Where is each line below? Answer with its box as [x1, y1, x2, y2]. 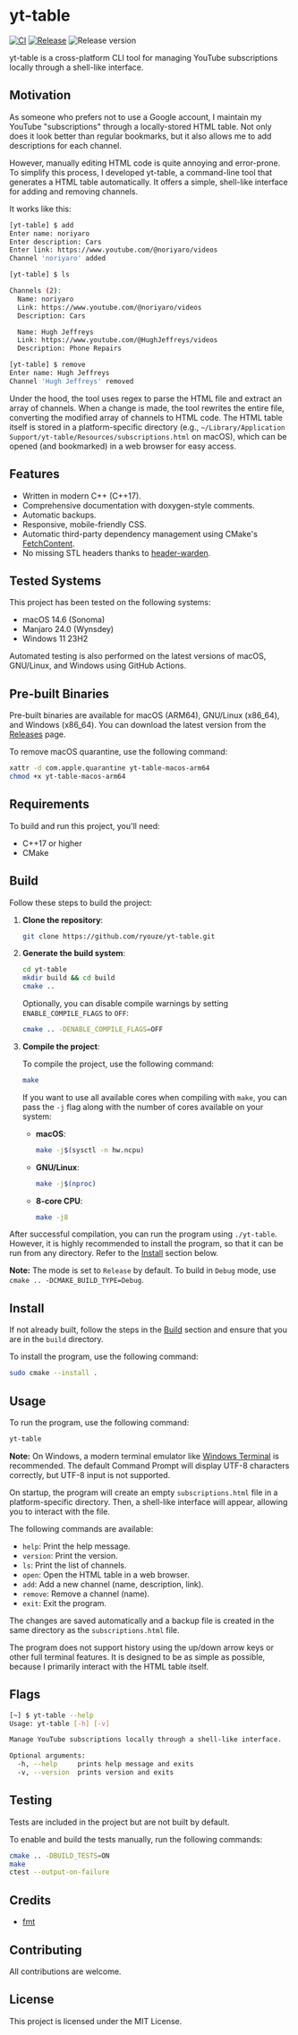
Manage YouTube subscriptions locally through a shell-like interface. [9, 1735, 282, 1744]
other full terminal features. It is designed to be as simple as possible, [9, 1651, 266, 1662]
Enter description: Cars [9, 237, 102, 246]
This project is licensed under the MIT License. [9, 2015, 183, 2026]
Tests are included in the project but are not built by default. [9, 1817, 230, 1827]
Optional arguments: [9, 1751, 87, 1760]
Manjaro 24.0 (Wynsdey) [21, 624, 115, 635]
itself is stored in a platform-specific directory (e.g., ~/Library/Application [9, 422, 285, 432]
